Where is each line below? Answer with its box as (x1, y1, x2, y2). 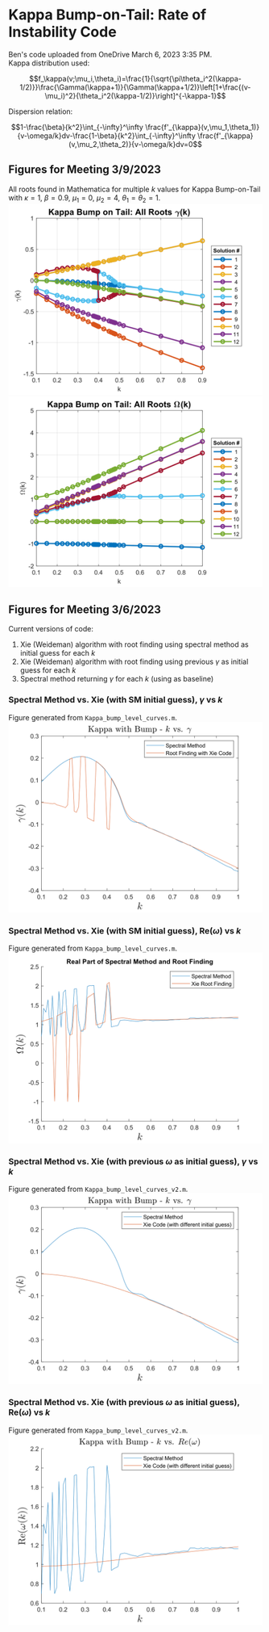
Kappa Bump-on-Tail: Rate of (8, 6, 207, 24)
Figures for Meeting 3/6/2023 (8, 602, 161, 616)
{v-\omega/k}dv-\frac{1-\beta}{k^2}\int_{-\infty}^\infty (17, 131, 196, 141)
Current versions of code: (8, 624, 94, 634)
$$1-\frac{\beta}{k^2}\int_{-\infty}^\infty (10, 122, 143, 132)
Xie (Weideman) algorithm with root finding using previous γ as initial (19, 657, 249, 667)
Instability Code (8, 23, 117, 41)
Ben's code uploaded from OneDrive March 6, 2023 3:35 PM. (8, 49, 213, 59)
